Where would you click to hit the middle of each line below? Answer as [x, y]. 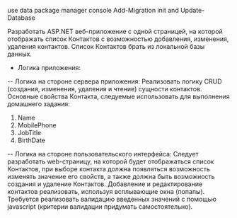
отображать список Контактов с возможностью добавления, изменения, [118, 39]
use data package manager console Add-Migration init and [93, 10]
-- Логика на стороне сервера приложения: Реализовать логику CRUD [115, 81]
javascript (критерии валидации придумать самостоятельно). [100, 207]
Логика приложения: [49, 68]
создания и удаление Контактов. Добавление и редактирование [105, 184]
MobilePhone [37, 125]
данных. [19, 54]
